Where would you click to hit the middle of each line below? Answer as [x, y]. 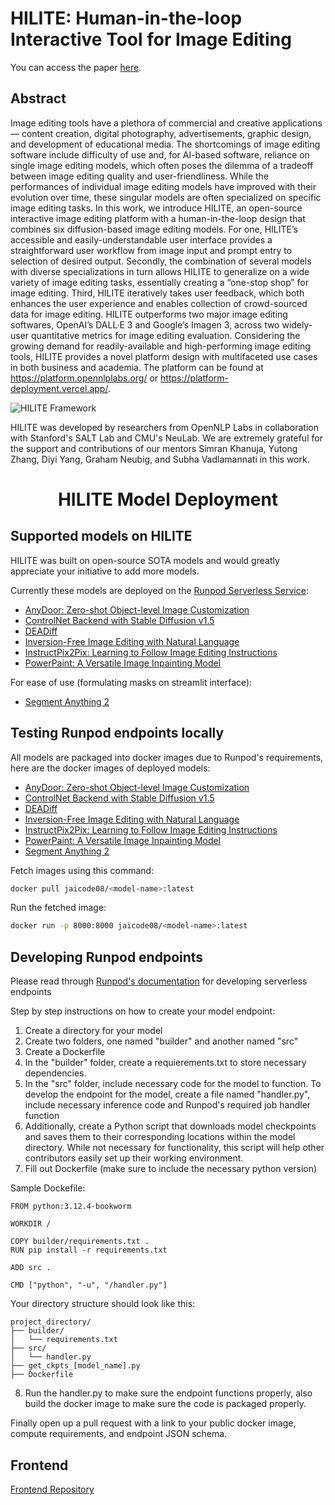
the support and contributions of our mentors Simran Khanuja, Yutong [154, 448]
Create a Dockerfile [65, 1052]
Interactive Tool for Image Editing [151, 39]
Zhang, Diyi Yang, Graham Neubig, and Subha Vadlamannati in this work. [160, 459]
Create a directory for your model [93, 1031]
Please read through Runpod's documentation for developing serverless [159, 981]
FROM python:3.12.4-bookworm [71, 1207]
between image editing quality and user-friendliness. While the [140, 176]
